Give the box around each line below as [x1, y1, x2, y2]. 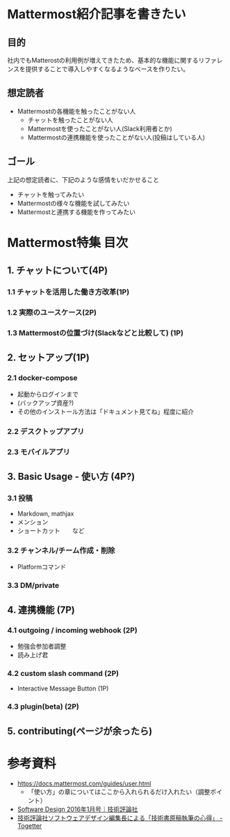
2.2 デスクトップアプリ [7, 426, 85, 436]
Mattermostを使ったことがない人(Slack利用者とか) [27, 124, 172, 133]
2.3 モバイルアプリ [7, 447, 71, 457]
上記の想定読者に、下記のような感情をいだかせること [7, 175, 160, 183]
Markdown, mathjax [17, 510, 74, 518]
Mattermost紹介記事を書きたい [7, 6, 186, 22]
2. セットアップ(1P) [7, 352, 90, 363]
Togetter [17, 821, 42, 830]
